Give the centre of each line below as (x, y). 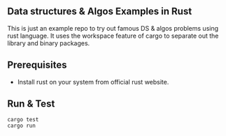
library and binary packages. (49, 43)
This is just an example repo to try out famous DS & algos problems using (113, 28)
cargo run (22, 126)
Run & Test (31, 104)
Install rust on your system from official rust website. (93, 82)
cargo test (23, 120)
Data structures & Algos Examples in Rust (100, 12)
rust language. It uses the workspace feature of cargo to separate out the (113, 36)
